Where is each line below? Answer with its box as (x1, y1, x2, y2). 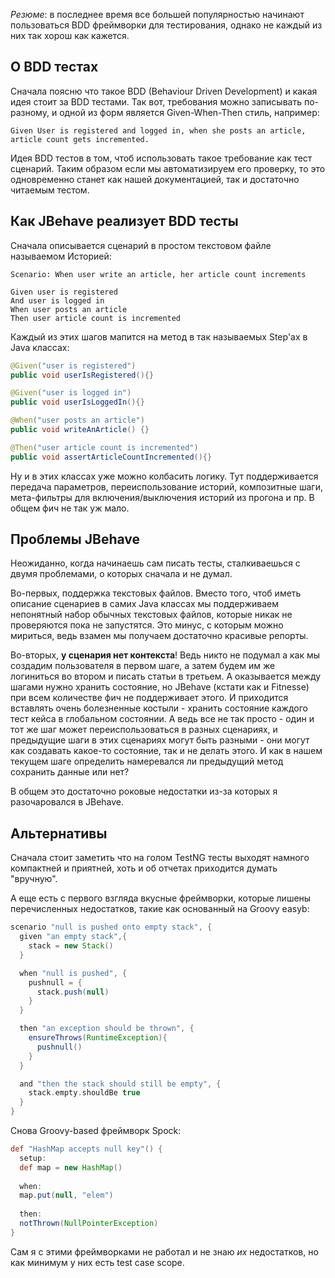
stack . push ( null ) (36, 987, 110, 997)
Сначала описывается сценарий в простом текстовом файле (10, 239, 272, 251)
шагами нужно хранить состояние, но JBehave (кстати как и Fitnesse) (10, 681, 310, 693)
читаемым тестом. (10, 184, 90, 196)
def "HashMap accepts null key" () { (10, 1144, 163, 1154)
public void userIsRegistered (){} (10, 370, 155, 380)
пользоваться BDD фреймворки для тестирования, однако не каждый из (10, 19, 323, 31)
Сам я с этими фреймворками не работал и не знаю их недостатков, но (10, 1245, 319, 1258)
